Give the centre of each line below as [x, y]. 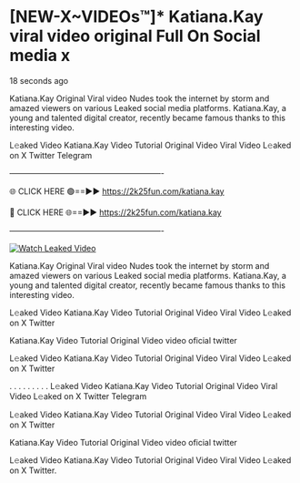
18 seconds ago [39, 80]
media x [40, 56]
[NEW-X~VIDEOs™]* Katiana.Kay [136, 17]
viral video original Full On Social [135, 36]
